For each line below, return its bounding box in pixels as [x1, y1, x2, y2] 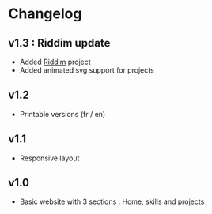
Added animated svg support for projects [19, 66, 154, 75]
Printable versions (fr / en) [19, 109, 106, 118]
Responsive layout [19, 153, 80, 163]
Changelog [8, 5, 82, 23]
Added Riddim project [19, 57, 91, 66]
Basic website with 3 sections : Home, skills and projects [19, 197, 205, 206]
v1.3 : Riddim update [8, 36, 111, 50]
